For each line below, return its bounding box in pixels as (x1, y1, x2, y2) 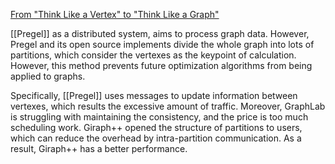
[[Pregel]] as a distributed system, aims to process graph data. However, (10, 28, 310, 39)
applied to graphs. (10, 70, 86, 82)
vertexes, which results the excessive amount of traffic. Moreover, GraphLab (10, 100, 326, 112)
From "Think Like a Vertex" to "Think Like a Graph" (10, 9, 220, 20)
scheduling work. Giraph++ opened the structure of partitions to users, (10, 122, 303, 133)
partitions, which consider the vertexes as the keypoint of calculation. (10, 49, 297, 61)
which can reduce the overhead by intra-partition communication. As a (10, 132, 302, 144)
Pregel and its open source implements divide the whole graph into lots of (10, 39, 315, 50)
